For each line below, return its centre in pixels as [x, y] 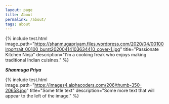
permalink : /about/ [26, 19]
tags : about [18, 24]
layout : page [19, 10]
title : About [19, 15]
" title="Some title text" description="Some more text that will [91, 91]
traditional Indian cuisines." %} [37, 60]
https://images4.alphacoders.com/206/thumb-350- [88, 85]
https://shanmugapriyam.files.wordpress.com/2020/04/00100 [99, 44]
